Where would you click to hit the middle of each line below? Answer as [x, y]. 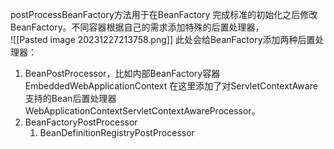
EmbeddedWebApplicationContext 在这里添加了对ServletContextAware [171, 86]
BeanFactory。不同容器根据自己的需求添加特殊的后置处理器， [137, 27]
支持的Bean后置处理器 [70, 98]
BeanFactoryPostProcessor [81, 122]
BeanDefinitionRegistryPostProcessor [117, 132]
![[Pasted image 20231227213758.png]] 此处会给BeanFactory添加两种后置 [163, 39]
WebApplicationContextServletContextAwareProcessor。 [142, 111]
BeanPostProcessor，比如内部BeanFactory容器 [122, 73]
